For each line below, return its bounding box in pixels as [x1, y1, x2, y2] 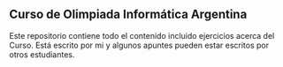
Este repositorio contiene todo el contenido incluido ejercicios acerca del [9, 30, 275, 41]
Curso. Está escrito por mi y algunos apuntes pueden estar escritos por [9, 40, 270, 50]
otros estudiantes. [9, 48, 75, 60]
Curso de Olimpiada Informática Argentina [9, 7, 248, 22]
